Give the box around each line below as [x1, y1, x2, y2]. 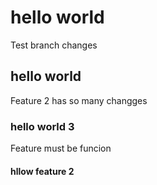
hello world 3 [10, 119, 75, 133]
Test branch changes [10, 39, 98, 51]
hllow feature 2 [10, 165, 75, 177]
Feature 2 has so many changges [10, 94, 148, 106]
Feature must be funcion [10, 142, 112, 155]
